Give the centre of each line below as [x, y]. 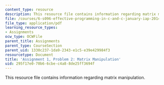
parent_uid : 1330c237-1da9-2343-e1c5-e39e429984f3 [58, 50]
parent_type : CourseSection [34, 46]
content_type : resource [29, 9]
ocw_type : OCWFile [24, 37]
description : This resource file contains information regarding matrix [81, 14]
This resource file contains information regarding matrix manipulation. [75, 78]
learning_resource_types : [31, 28]
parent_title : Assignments [32, 41]
